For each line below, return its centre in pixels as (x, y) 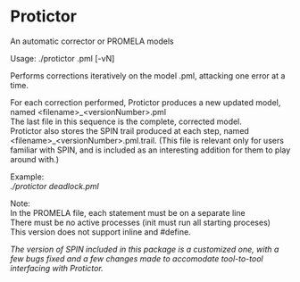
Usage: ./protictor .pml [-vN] (62, 58)
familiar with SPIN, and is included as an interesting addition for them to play (150, 150)
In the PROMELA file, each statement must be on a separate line (128, 212)
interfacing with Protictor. (57, 268)
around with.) (35, 159)
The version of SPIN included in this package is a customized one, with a (145, 249)
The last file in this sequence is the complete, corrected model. (126, 121)
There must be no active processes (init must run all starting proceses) (141, 222)
